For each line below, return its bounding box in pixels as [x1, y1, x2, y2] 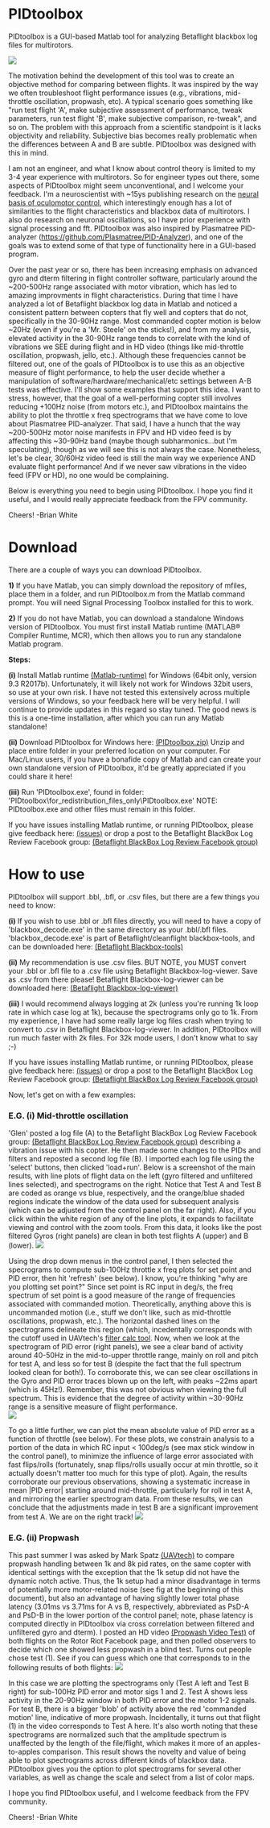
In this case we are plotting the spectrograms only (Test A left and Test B [8, 1678, 249, 1689]
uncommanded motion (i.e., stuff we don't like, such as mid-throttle [8, 1307, 231, 1318]
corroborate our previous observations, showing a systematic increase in [8, 1477, 251, 1487]
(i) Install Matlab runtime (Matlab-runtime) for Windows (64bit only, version [8, 670, 257, 679]
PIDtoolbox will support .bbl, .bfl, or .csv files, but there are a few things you [8, 891, 260, 901]
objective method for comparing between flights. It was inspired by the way [8, 79, 259, 89]
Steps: [8, 654, 31, 664]
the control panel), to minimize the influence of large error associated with [8, 1452, 254, 1461]
